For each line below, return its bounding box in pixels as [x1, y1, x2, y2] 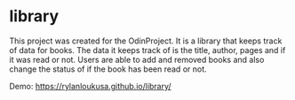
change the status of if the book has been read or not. [9, 64, 207, 74]
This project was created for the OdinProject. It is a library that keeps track [9, 35, 283, 46]
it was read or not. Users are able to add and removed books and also [9, 54, 265, 65]
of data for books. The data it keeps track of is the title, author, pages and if [9, 44, 286, 55]
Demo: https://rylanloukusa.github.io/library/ [9, 81, 171, 91]
